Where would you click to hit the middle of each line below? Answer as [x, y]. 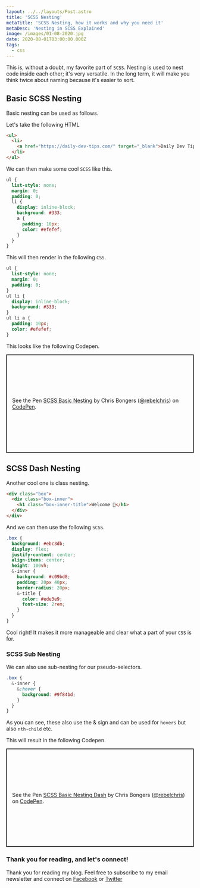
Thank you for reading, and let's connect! [67, 859]
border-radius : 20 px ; [43, 588]
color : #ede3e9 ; [42, 599]
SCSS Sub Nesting [33, 654]
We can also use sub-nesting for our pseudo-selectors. [74, 667]
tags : [13, 45]
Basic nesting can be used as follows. [52, 113]
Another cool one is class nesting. [48, 483]
